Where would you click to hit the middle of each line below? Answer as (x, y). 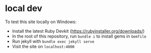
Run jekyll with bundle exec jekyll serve (53, 41)
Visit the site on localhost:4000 (43, 46)
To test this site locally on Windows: (41, 22)
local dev (24, 8)
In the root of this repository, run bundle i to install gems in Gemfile (79, 36)
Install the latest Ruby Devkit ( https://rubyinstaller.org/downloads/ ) (78, 31)
